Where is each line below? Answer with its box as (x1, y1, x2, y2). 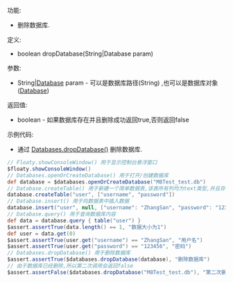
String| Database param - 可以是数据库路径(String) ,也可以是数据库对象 (17, 79, 218, 87)
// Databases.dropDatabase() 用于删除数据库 (7, 250, 130, 257)
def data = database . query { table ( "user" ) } (7, 217, 141, 224)
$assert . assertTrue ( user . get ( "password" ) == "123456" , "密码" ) (7, 243, 192, 250)
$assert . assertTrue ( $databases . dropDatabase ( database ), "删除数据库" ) (7, 256, 210, 263)
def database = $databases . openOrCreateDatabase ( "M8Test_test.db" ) (7, 178, 207, 186)
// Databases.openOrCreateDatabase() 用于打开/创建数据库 (7, 172, 169, 179)
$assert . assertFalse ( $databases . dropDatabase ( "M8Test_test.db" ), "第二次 (7, 268, 222, 276)
